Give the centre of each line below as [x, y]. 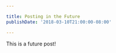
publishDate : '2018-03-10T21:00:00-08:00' [59, 22]
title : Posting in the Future [43, 16]
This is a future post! [31, 44]
